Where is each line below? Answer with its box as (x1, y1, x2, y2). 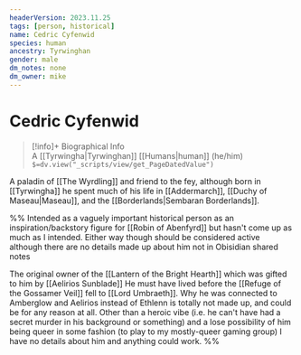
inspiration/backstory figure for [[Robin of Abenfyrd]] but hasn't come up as (9, 222, 292, 233)
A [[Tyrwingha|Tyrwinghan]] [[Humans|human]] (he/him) (31, 150, 244, 161)
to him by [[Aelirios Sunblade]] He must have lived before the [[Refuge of (9, 277, 282, 289)
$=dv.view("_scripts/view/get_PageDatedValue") (31, 160, 214, 169)
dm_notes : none (9, 64, 67, 73)
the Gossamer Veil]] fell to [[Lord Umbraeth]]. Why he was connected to (9, 287, 277, 298)
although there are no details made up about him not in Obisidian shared (9, 241, 278, 252)
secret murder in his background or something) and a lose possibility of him (9, 316, 292, 327)
